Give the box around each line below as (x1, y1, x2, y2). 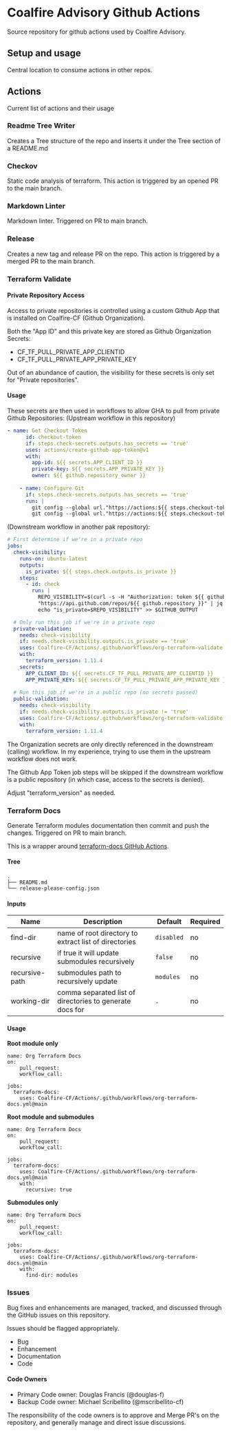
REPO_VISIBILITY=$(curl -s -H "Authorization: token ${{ (37, 593, 205, 601)
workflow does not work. (7, 754, 78, 763)
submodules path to (57, 968, 122, 978)
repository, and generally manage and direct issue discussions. (7, 1418, 186, 1426)
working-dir (10, 996, 50, 1006)
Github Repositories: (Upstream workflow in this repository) (7, 414, 176, 422)
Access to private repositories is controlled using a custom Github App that (7, 306, 220, 314)
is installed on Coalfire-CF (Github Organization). (7, 314, 146, 322)
